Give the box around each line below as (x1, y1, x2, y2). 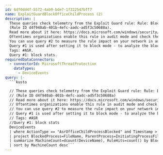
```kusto (9, 79, 27, 84)
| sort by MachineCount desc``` (9, 143, 75, 148)
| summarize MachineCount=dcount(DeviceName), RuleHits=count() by (9, 138, 149, 143)
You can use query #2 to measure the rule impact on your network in (9, 39, 153, 44)
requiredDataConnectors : (5, 57, 55, 62)
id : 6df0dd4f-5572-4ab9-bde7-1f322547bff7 (5, 7, 92, 12)
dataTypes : (14, 66, 36, 71)
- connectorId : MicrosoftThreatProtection (9, 61, 97, 66)
